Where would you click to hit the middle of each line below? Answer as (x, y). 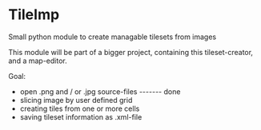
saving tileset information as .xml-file (81, 116)
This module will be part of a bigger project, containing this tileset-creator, (131, 52)
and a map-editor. (38, 61)
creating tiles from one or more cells (80, 108)
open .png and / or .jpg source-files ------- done (100, 91)
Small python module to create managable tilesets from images (112, 37)
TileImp (34, 15)
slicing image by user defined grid (76, 100)
